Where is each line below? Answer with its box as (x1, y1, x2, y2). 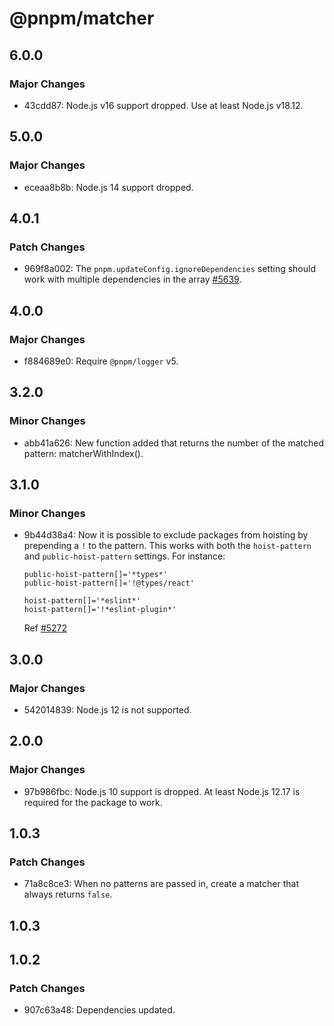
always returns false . (23, 888, 113, 901)
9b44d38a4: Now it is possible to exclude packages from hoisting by (23, 529, 309, 541)
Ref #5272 (23, 622, 68, 634)
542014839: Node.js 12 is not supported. (23, 704, 192, 716)
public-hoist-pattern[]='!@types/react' (23, 578, 195, 589)
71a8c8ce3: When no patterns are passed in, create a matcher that (23, 878, 299, 890)
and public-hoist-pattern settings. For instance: (23, 550, 226, 562)
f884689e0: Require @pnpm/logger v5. (23, 355, 179, 367)
